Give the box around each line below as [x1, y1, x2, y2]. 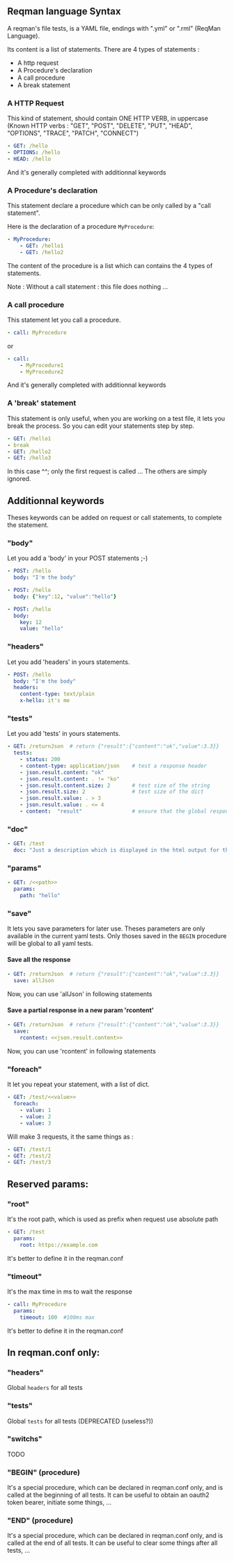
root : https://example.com [19, 1241, 98, 1248]
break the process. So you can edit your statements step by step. [7, 422, 195, 430]
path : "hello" [19, 892, 61, 899]
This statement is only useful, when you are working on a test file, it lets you [7, 414, 225, 422]
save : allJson [13, 977, 54, 984]
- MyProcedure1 [19, 362, 64, 369]
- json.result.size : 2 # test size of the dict [19, 788, 204, 795]
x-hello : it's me [19, 697, 70, 704]
